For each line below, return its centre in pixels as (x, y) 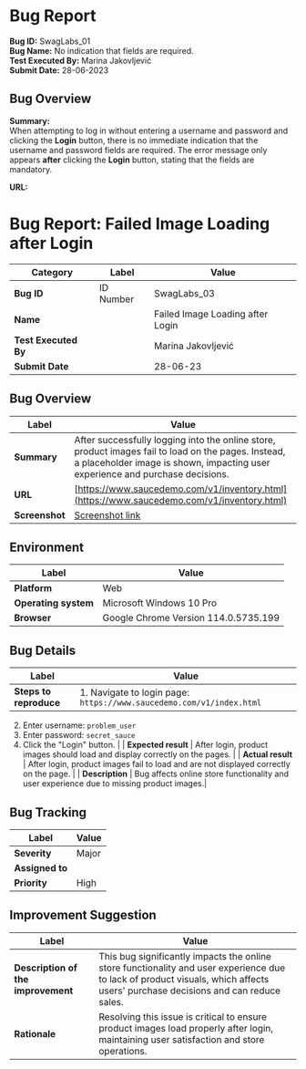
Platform (33, 588)
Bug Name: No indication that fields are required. (102, 50)
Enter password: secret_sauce (79, 735)
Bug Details (43, 650)
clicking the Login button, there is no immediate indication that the (134, 140)
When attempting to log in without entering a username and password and (149, 130)
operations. (123, 1051)
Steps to (33, 691)
